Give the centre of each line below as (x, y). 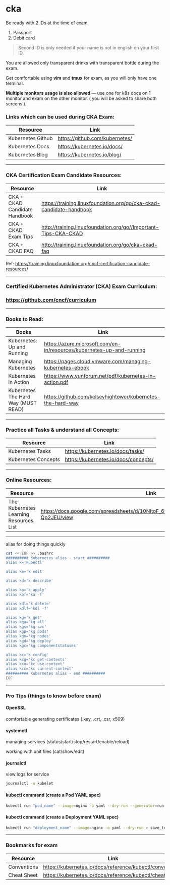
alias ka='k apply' (26, 590)
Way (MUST (23, 403)
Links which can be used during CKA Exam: (60, 116)
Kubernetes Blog (28, 155)
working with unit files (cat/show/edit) (45, 751)
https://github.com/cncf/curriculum (51, 300)
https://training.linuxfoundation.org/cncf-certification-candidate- (83, 263)
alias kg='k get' (24, 617)
